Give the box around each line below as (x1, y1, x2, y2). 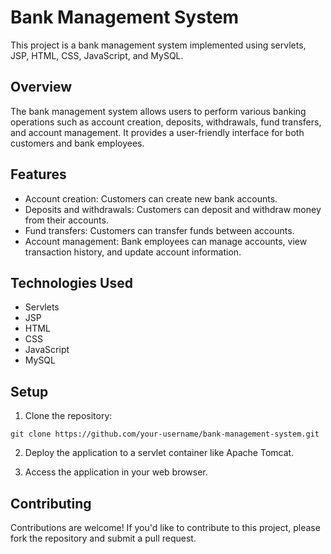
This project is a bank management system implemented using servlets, (10, 39, 307, 51)
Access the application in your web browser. (24, 466, 208, 478)
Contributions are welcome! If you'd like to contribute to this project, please (10, 522, 321, 533)
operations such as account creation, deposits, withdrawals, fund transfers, (10, 116, 322, 128)
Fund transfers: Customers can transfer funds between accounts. (24, 224, 295, 236)
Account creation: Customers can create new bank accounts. (24, 192, 278, 205)
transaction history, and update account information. (24, 246, 242, 258)
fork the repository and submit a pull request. (10, 532, 197, 544)
